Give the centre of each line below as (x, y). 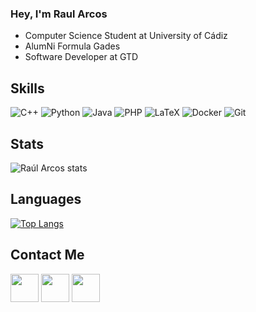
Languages (46, 199)
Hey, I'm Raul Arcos (59, 14)
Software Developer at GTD (81, 57)
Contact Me (47, 255)
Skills (27, 88)
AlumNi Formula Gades (72, 46)
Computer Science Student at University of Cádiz (126, 36)
